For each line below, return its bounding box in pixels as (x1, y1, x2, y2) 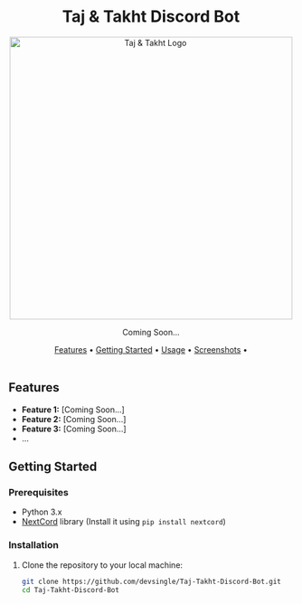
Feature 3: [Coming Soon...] (21, 423, 127, 434)
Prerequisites (8, 486, 69, 499)
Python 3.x (21, 506, 62, 517)
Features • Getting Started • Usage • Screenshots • (54, 344, 248, 354)
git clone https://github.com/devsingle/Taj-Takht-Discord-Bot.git (21, 577, 281, 586)
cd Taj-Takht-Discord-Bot (21, 585, 119, 594)
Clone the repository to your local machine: (21, 559, 183, 571)
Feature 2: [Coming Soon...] (21, 413, 127, 424)
